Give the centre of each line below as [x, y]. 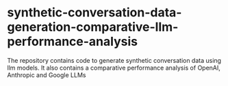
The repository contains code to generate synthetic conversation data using [114, 60]
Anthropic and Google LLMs [47, 75]
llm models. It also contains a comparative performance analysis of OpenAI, [114, 68]
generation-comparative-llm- [93, 27]
